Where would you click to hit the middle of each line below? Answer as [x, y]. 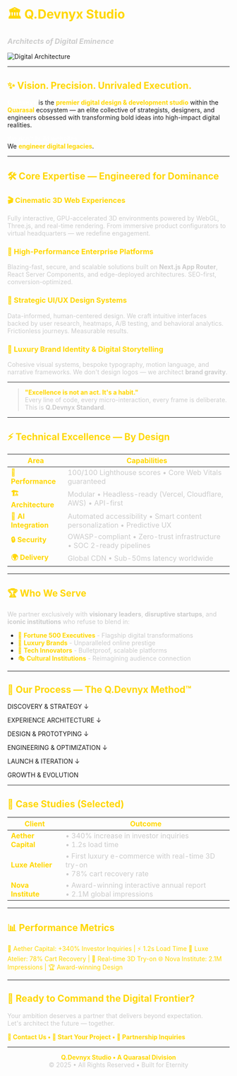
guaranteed [86, 481]
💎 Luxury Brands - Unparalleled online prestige [86, 643]
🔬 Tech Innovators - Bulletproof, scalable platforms [92, 650]
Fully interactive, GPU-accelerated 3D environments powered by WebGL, [114, 218]
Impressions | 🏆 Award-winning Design [65, 967]
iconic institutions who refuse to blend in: [69, 621]
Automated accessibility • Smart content [135, 516]
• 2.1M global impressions [109, 894]
